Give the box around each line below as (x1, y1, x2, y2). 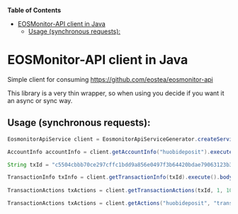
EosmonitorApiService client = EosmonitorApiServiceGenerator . (7, 136, 198, 143)
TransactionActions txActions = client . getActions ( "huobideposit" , (7, 200, 211, 207)
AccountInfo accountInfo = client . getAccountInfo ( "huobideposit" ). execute (7, 148, 233, 155)
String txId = (7, 161, 50, 168)
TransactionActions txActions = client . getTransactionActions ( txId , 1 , (7, 187, 223, 194)
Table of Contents (7, 6, 62, 14)
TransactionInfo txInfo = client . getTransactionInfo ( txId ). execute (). (7, 174, 220, 181)
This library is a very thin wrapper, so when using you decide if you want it (7, 88, 225, 97)
